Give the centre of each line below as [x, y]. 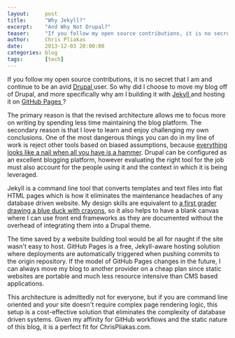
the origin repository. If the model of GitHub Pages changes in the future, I [114, 261]
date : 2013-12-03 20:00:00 [56, 46]
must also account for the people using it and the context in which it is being [117, 167]
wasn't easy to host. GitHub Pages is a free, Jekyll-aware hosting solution [114, 246]
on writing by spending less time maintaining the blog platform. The [104, 122]
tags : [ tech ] [36, 59]
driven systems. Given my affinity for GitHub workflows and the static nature [117, 319]
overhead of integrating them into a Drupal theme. [79, 225]
